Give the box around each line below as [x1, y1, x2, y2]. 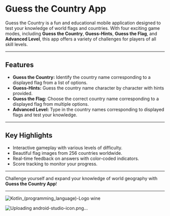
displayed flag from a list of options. [12, 79, 88, 85]
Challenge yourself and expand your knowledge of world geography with [5, 175, 158, 181]
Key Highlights [5, 131, 53, 140]
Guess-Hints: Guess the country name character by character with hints [12, 84, 164, 91]
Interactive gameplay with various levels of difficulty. [12, 145, 123, 151]
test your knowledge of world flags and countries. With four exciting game [5, 25, 160, 31]
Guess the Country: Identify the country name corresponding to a [12, 74, 151, 80]
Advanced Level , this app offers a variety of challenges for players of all [5, 36, 156, 42]
